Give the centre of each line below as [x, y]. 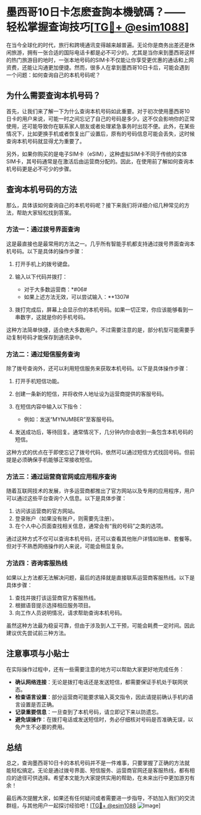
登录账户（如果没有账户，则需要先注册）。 [66, 519]
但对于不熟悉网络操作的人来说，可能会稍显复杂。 [66, 546]
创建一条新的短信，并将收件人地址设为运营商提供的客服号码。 [91, 394]
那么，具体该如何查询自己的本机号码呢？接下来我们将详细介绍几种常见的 [95, 205]
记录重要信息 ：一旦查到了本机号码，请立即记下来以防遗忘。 [88, 712]
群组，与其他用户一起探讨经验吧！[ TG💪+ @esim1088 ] [83, 805]
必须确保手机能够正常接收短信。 [56, 460]
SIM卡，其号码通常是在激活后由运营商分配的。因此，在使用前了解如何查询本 [100, 161]
